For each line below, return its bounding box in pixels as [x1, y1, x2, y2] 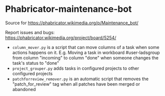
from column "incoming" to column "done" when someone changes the [12, 54, 159, 60]
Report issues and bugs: [5, 29, 55, 35]
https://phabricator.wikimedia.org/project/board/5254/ [5, 35, 116, 41]
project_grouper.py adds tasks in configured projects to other [12, 65, 140, 71]
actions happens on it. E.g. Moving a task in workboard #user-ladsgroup [12, 49, 160, 55]
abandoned [12, 86, 36, 92]
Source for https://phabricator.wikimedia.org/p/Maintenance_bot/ [5, 20, 139, 26]
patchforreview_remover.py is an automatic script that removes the [12, 76, 149, 82]
